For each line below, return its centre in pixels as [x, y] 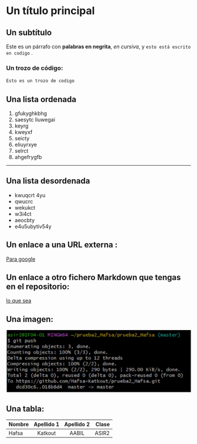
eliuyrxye [26, 144]
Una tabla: [25, 408]
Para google [21, 259]
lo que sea [19, 301]
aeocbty [25, 220]
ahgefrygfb [28, 157]
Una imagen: [30, 319]
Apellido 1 [47, 425]
